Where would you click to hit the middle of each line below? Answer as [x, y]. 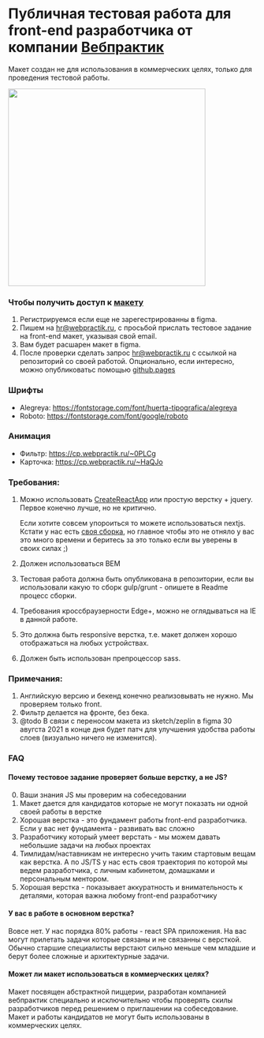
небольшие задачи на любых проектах [85, 845]
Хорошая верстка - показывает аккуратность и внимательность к [131, 887]
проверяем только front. [61, 704]
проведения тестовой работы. [59, 77]
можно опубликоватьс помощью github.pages [97, 370]
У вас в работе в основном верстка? [71, 913]
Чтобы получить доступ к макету [76, 302]
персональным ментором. [64, 879]
